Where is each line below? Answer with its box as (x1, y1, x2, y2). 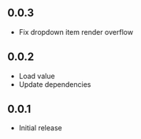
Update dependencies (18, 79, 91, 89)
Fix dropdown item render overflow (18, 27, 134, 36)
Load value (18, 71, 56, 81)
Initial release (18, 123, 62, 133)
